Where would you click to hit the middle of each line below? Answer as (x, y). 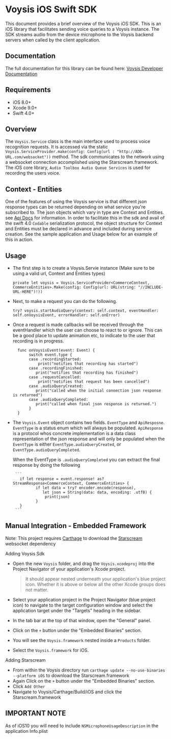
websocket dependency (31, 544)
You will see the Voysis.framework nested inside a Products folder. (82, 640)
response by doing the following (46, 465)
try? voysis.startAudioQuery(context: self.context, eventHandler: (85, 311)
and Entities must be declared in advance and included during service (78, 229)
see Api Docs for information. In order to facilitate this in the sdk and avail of (85, 218)
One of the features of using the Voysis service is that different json (76, 202)
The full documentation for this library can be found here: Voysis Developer (84, 68)
